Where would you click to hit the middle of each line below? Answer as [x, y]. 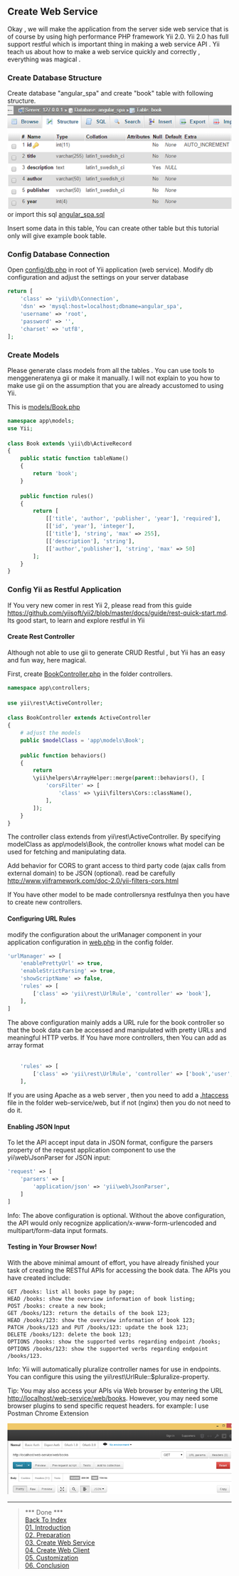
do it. [15, 1110]
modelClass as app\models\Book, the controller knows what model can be [116, 844]
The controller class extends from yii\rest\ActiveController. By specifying [114, 836]
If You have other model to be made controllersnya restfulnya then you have [118, 895]
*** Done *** [44, 1513]
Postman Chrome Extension [48, 1413]
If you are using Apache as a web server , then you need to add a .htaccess [118, 1095]
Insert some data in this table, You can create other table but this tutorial [113, 228]
